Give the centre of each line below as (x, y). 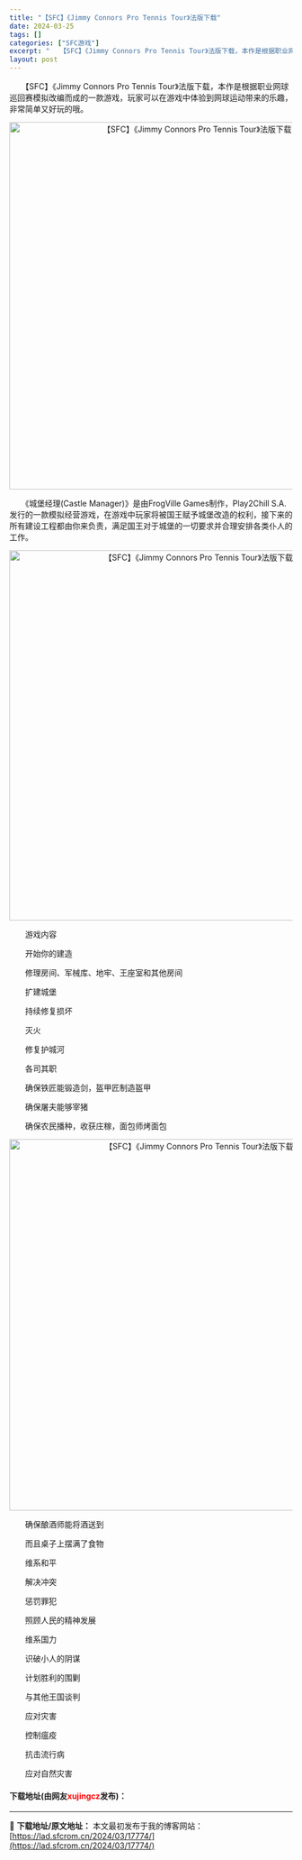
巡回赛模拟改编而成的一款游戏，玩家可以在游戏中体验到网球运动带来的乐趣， (151, 97)
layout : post (34, 60)
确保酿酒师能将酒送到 (64, 1524)
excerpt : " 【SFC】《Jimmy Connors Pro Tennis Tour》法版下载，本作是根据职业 (149, 51)
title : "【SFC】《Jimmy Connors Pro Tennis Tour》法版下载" (115, 18)
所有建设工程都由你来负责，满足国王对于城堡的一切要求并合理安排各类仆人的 (151, 526)
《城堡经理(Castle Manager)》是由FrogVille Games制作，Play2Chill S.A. (156, 503)
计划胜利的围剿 (53, 1677)
